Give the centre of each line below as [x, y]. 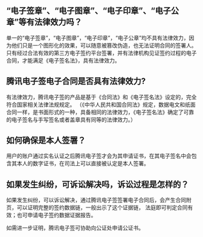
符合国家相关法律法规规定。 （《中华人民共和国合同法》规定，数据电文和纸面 [101, 104]
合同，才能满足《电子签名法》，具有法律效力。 [63, 60]
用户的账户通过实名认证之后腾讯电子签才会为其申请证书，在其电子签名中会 [99, 156]
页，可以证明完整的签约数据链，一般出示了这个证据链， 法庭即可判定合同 [97, 207]
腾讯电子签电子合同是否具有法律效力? [76, 81]
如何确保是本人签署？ [46, 141]
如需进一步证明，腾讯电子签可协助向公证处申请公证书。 [75, 228]
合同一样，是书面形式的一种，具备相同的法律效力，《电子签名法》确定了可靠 [100, 112]
